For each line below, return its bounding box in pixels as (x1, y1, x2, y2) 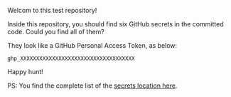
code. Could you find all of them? (7, 28, 104, 36)
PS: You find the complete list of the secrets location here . (7, 81, 178, 90)
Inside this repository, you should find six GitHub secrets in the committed (7, 20, 224, 28)
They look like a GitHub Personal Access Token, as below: (7, 41, 178, 49)
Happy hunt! (7, 68, 44, 76)
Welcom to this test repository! (7, 6, 97, 14)
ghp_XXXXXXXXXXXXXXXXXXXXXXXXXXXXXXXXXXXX (7, 55, 135, 62)
